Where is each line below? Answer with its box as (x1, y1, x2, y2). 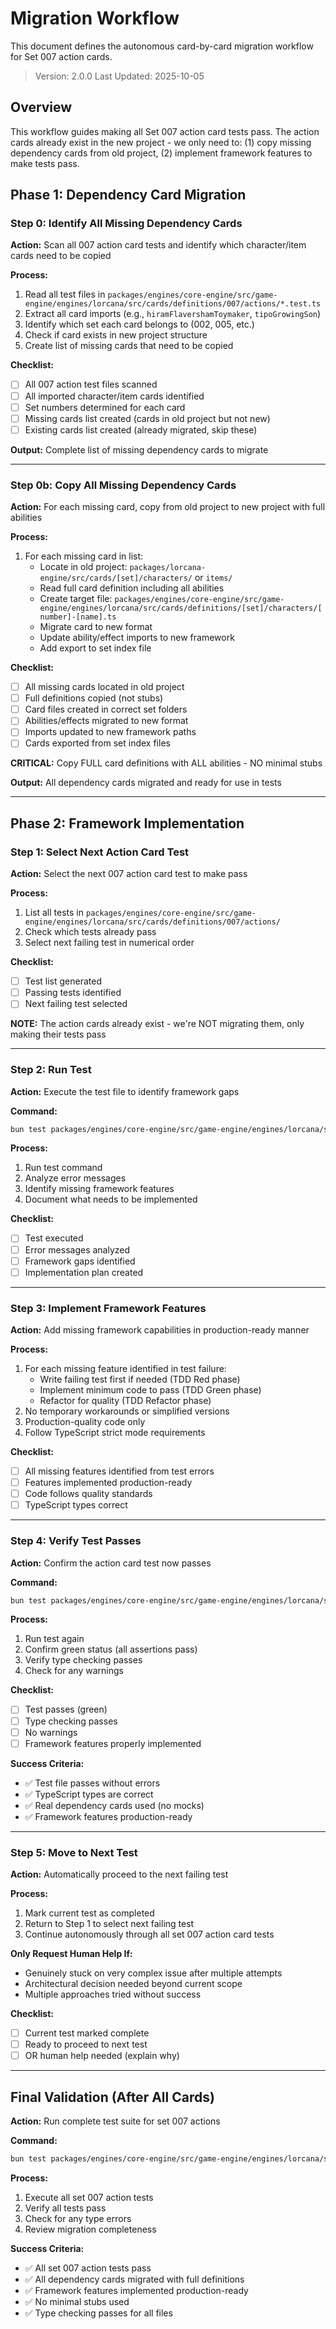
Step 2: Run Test (10, 1063, 92, 1077)
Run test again (24, 1633, 85, 1645)
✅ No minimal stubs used (24, 2295, 130, 2307)
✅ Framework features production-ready (24, 1810, 193, 1822)
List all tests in (24, 907, 85, 919)
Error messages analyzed (24, 1243, 131, 1256)
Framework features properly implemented (24, 1737, 202, 1749)
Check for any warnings (24, 1665, 124, 1677)
